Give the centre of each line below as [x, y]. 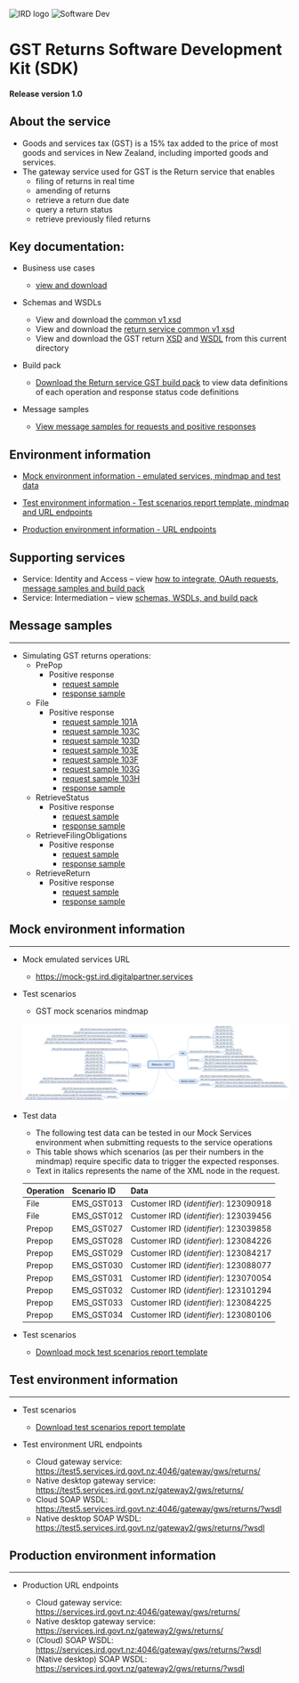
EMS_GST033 [97, 1303]
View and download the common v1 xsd [108, 320]
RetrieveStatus [62, 797]
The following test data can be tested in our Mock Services [143, 1133]
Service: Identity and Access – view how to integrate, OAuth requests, [150, 579]
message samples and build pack [83, 588]
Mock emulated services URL [76, 959]
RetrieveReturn [63, 873]
